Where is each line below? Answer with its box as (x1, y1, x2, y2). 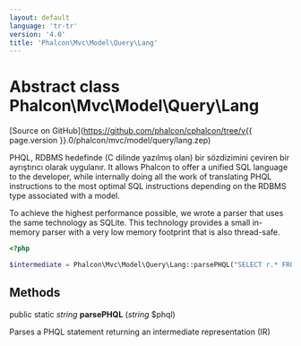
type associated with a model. (9, 190, 121, 202)
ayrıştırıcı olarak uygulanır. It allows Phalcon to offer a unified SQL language (9, 162, 288, 173)
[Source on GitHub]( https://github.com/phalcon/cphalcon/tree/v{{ (9, 125, 253, 136)
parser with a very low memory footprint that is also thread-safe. (41, 227, 280, 238)
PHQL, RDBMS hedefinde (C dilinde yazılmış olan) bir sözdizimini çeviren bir (9, 152, 289, 163)
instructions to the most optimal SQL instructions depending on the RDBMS (9, 181, 287, 192)
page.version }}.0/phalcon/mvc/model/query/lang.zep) (9, 135, 211, 146)
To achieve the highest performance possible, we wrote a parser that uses (9, 208, 284, 219)
